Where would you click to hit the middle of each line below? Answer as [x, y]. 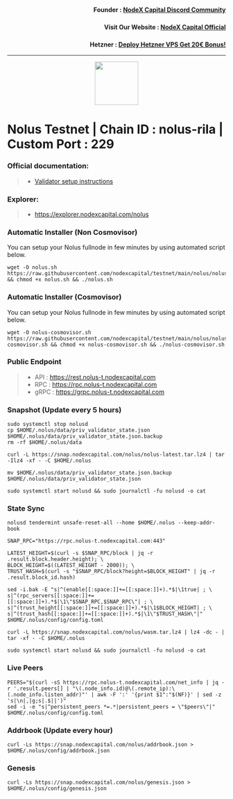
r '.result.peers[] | [38, 689]
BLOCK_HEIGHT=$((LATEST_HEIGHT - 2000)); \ [71, 566]
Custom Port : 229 [61, 144]
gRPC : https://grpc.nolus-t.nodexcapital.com [100, 392]
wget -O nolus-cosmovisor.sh [49, 332]
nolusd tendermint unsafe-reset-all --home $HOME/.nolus [91, 523]
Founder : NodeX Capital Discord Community [159, 10]
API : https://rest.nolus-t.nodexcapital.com [95, 377]
